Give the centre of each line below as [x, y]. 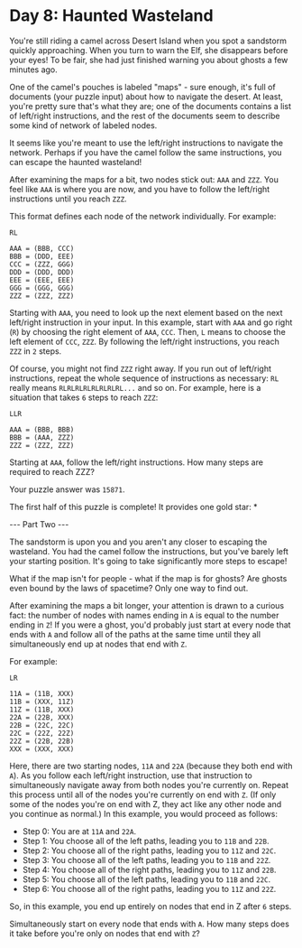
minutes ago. [34, 70]
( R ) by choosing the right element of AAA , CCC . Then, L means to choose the [147, 331]
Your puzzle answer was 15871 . [67, 489]
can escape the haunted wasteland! [76, 162]
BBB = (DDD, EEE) [42, 256]
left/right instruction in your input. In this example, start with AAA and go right [151, 322]
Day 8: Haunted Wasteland [111, 16]
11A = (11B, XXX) [42, 693]
